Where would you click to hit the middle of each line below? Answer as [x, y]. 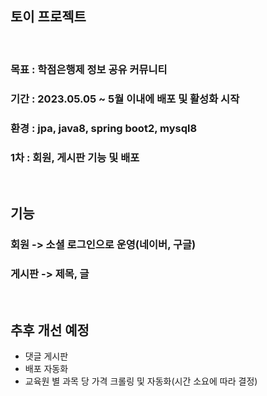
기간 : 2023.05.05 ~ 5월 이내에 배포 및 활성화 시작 [125, 99]
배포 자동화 [46, 369]
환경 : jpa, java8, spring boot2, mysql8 [104, 128]
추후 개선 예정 [50, 330]
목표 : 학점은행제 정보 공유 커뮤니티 [89, 69]
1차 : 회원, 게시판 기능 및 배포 [75, 157]
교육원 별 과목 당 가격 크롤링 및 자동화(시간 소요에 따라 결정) [141, 381]
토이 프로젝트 [48, 17]
